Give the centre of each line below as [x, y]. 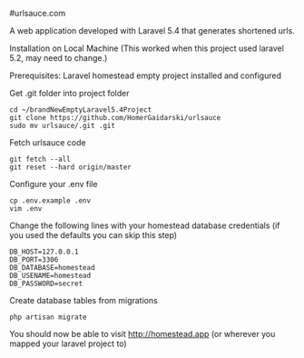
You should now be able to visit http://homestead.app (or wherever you [142, 334]
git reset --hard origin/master [70, 167]
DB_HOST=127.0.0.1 [44, 252]
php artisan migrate [49, 317]
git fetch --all [40, 159]
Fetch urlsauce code [48, 143]
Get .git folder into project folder [69, 93]
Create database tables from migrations [84, 300]
